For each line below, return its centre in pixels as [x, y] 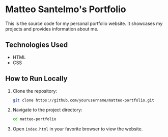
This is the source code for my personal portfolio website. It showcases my [84, 23]
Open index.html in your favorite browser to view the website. [78, 129]
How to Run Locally [36, 79]
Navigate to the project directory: [47, 110]
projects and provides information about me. [52, 29]
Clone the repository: [35, 91]
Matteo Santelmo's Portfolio [66, 9]
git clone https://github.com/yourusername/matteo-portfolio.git [83, 100]
